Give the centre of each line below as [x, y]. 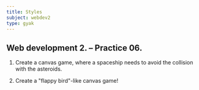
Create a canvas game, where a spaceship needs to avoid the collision [104, 63]
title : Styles [24, 12]
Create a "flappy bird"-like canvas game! [66, 81]
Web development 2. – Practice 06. [74, 48]
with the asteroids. [39, 69]
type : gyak [20, 23]
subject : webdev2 [28, 18]
